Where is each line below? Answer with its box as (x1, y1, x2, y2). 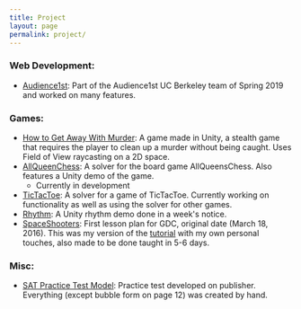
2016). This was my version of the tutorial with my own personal (22, 227, 260, 238)
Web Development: (9, 59, 95, 72)
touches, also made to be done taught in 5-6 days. (22, 237, 209, 248)
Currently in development (35, 180, 130, 190)
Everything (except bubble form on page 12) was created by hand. (22, 289, 268, 301)
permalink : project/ (9, 30, 87, 39)
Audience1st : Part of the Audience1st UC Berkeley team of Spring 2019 (22, 80, 284, 91)
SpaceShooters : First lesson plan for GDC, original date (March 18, (22, 217, 269, 229)
